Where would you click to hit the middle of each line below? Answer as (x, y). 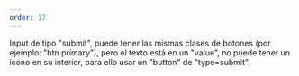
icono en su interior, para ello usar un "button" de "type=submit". (130, 62)
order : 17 (28, 17)
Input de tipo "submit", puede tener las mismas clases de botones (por (140, 43)
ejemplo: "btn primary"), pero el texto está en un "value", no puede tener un (150, 52)
